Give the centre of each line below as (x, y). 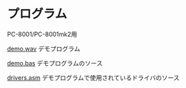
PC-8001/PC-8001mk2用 (42, 34)
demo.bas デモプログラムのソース (55, 63)
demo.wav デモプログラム (44, 48)
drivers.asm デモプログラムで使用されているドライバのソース (93, 77)
